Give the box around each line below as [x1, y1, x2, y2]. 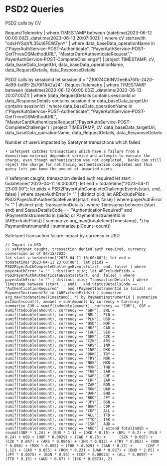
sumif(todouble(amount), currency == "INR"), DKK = [5, 347, 115, 352]
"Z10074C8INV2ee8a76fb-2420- [86, 76, 155, 82]
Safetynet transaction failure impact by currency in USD [5, 232, 120, 238]
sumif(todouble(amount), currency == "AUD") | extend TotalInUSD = [5, 426, 149, 431]
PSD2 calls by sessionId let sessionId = [5, 76, 86, 82]
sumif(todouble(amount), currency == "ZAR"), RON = [5, 382, 115, 387]
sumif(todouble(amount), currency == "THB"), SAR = [5, 369, 115, 374]
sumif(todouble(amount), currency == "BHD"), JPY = [5, 395, 115, 400]
